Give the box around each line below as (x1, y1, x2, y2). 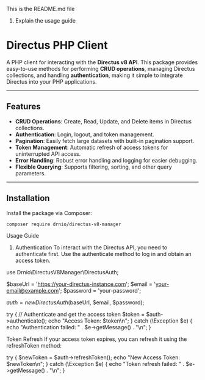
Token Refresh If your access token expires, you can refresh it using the (6, 335, 187, 343)
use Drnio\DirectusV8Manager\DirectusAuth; (6, 269, 119, 276)
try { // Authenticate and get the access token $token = (6, 311, 145, 318)
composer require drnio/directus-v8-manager (6, 221, 121, 227)
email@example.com (6, 287, 59, 294)
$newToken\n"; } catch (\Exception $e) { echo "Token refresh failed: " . (6, 360, 185, 368)
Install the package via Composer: (6, 209, 93, 216)
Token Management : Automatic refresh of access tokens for (15, 144, 168, 151)
